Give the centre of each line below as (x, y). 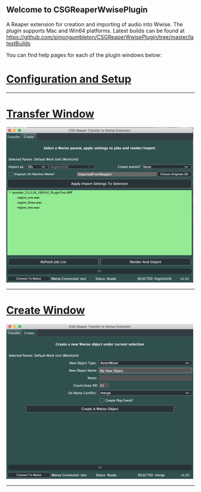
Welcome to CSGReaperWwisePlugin (77, 10)
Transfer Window (50, 114)
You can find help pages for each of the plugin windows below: (84, 55)
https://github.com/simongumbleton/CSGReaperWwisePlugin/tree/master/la (100, 37)
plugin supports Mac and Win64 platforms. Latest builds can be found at (95, 31)
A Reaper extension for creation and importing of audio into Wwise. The (95, 24)
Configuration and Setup (69, 79)
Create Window (46, 310)
